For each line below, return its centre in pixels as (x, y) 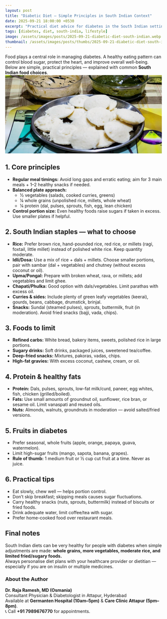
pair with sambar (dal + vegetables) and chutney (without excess (79, 265)
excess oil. (23, 291)
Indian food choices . (27, 73)
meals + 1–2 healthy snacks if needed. (51, 184)
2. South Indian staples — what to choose (71, 232)
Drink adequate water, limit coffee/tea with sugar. (63, 512)
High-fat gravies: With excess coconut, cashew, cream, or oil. (76, 361)
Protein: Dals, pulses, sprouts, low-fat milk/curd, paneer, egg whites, (83, 389)
